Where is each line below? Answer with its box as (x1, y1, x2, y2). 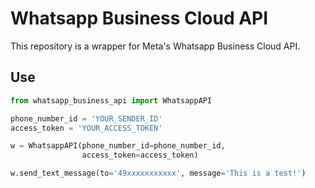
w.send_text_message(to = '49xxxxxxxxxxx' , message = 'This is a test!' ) (10, 168, 307, 179)
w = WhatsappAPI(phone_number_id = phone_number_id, (10, 141, 226, 151)
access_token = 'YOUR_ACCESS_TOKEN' (10, 123, 163, 133)
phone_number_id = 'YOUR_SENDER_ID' (10, 113, 163, 124)
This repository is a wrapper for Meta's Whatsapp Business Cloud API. (10, 40, 301, 52)
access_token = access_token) (81, 150, 199, 161)
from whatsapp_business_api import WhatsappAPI (10, 95, 213, 106)
